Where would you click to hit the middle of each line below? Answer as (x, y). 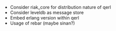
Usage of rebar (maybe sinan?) (42, 23)
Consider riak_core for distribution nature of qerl (61, 7)
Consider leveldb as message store (47, 12)
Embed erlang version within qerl (45, 18)
